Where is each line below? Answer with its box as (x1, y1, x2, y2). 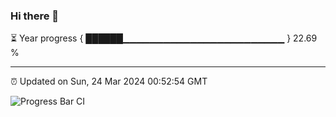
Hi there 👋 (10, 9, 60, 23)
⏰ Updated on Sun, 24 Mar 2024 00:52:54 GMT (10, 75, 208, 88)
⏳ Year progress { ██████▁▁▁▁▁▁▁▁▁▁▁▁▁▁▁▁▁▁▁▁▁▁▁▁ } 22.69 (10, 32, 318, 44)
